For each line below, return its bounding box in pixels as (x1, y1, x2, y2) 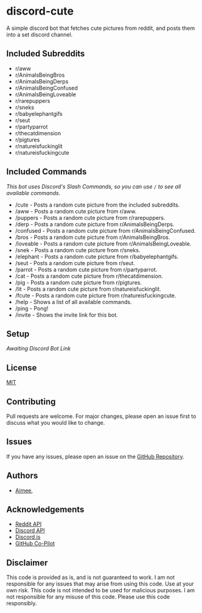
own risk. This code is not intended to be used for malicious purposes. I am (6, 587, 195, 594)
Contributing (6, 396, 56, 406)
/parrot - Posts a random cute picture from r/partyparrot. (15, 266, 158, 273)
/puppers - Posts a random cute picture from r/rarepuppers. (15, 214, 165, 221)
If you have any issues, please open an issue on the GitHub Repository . (6, 453, 184, 460)
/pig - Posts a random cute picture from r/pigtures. (15, 278, 142, 286)
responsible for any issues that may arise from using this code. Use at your (6, 580, 194, 587)
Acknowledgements (6, 505, 85, 515)
